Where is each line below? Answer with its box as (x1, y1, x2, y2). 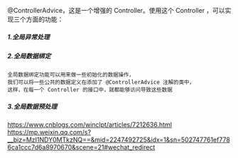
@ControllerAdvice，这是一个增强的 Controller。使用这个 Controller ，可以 (7, 6, 225, 14)
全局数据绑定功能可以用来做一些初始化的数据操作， (7, 72, 135, 79)
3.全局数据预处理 (7, 102, 58, 111)
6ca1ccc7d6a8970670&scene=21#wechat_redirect (7, 143, 156, 152)
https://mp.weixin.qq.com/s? (7, 128, 91, 137)
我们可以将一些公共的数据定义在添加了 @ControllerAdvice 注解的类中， (7, 79, 195, 86)
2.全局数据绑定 (7, 52, 51, 60)
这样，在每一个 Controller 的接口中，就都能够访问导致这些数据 (7, 86, 173, 94)
